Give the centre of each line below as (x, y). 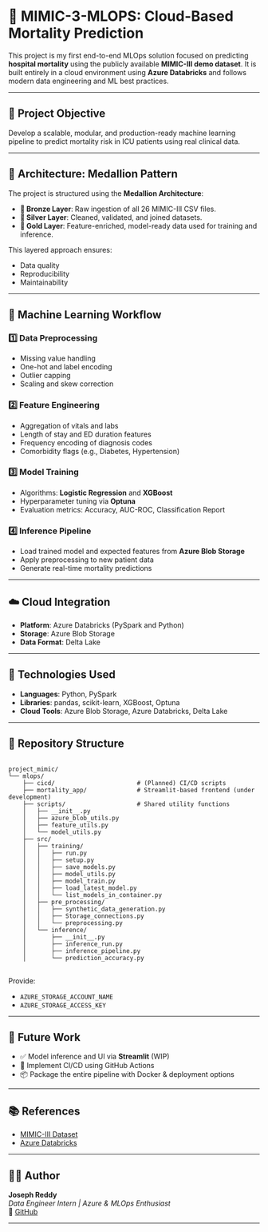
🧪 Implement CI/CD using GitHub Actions (87, 1066)
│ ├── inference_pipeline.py (82, 951)
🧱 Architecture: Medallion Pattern (93, 174)
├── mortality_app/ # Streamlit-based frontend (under (139, 790)
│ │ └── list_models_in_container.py (92, 895)
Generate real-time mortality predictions (86, 568)
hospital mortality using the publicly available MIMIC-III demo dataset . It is (132, 64)
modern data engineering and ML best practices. (89, 81)
